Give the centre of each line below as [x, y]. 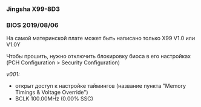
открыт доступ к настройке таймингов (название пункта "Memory [100, 86]
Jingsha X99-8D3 [33, 9]
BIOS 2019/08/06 [32, 25]
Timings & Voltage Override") [52, 93]
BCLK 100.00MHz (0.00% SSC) [54, 99]
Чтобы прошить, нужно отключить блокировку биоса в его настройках [99, 57]
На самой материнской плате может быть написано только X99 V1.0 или [101, 38]
